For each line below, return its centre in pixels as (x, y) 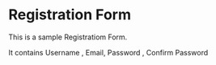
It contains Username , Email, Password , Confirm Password (108, 52)
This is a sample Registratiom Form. (68, 37)
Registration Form (70, 15)
